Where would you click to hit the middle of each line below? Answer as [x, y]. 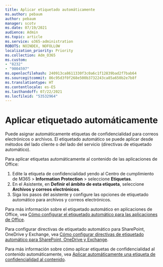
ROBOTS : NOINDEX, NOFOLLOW [33, 46]
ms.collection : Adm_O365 [30, 55]
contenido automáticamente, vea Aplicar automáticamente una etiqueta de [80, 254]
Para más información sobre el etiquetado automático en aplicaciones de [79, 209]
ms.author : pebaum [24, 14]
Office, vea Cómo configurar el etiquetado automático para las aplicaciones [81, 215]
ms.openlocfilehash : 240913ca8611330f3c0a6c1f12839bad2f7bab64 [71, 73]
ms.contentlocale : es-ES [30, 87]
